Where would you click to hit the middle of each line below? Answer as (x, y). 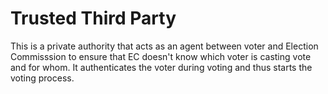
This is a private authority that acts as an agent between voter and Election (164, 46)
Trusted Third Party (93, 18)
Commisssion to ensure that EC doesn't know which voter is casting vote (161, 56)
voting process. (42, 78)
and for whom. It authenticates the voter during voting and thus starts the (161, 67)
